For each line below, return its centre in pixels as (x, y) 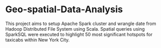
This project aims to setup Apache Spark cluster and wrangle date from (81, 23)
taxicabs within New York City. (38, 40)
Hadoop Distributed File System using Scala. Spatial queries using (75, 29)
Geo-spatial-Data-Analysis (64, 9)
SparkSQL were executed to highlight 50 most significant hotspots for (79, 34)
